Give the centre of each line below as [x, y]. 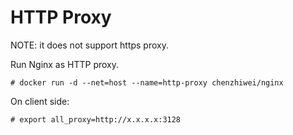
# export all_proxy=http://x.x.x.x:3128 [96, 119]
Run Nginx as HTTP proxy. [65, 64]
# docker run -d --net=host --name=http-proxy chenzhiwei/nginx [147, 82]
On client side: [40, 101]
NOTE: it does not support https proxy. [89, 45]
